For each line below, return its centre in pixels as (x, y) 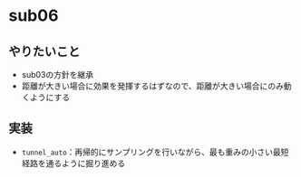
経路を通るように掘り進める (73, 163)
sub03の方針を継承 (58, 75)
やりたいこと (44, 51)
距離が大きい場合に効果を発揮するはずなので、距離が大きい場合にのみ (153, 86)
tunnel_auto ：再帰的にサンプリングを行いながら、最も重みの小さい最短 (155, 152)
